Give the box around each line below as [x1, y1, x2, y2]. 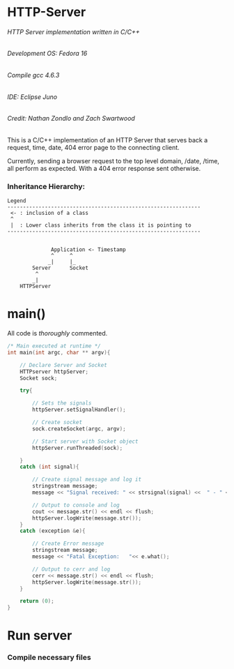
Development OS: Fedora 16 [7, 50, 88, 58]
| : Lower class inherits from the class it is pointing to [10, 222, 192, 229]
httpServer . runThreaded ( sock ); [32, 444, 123, 451]
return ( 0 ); [19, 598, 54, 605]
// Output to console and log [32, 502, 120, 509]
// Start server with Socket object [32, 437, 139, 445]
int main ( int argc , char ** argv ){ [7, 349, 111, 356]
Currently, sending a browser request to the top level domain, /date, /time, [7, 156, 219, 165]
